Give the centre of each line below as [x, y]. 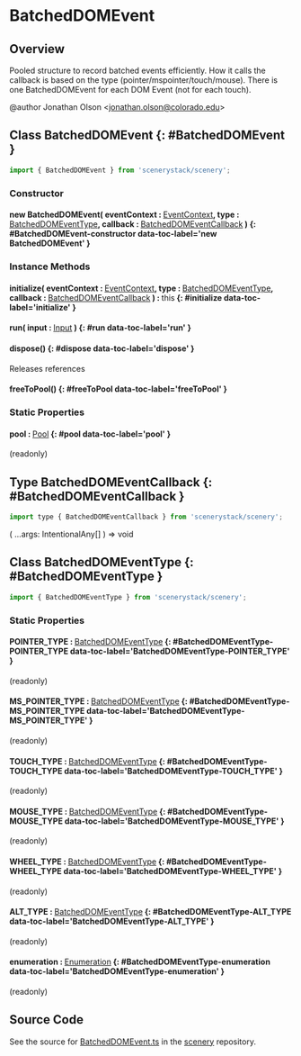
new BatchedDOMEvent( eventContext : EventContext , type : [124, 215]
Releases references [47, 368]
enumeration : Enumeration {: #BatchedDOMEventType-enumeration [140, 962]
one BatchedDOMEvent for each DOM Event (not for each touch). [130, 90]
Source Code [46, 1020]
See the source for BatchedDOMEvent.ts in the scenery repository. [133, 1042]
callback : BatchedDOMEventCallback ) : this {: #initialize [116, 297]
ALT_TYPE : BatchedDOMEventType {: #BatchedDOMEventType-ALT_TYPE [150, 912]
